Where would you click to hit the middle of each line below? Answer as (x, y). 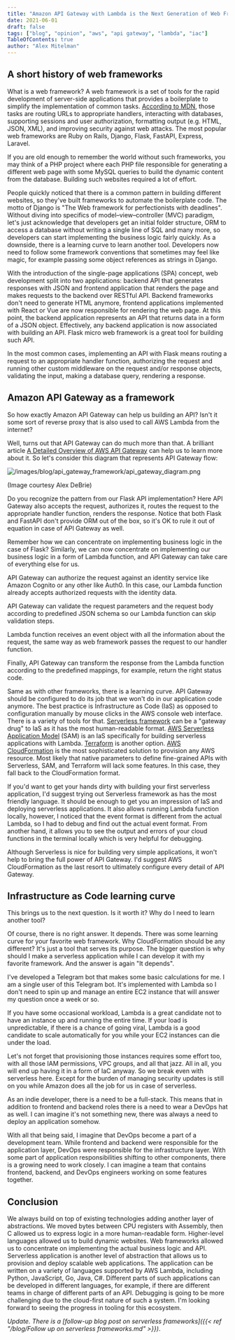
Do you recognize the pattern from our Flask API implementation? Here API (115, 498)
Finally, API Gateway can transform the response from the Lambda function (116, 663)
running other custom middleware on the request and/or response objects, (115, 368)
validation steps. (31, 621)
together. (20, 1180)
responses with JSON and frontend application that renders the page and (113, 288)
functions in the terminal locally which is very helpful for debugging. (105, 838)
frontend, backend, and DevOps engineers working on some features (107, 1172)
